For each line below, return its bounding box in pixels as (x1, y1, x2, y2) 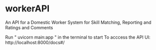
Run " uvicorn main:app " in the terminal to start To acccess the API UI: (5, 34, 151, 40)
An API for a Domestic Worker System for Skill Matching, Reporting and (5, 19, 152, 25)
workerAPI (5, 3, 50, 14)
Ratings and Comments (5, 24, 53, 30)
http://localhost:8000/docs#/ (5, 39, 65, 45)
